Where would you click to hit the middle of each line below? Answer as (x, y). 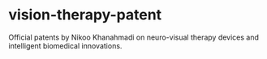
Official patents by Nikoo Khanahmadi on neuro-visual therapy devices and (134, 37)
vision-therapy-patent (85, 15)
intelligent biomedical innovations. (65, 45)
